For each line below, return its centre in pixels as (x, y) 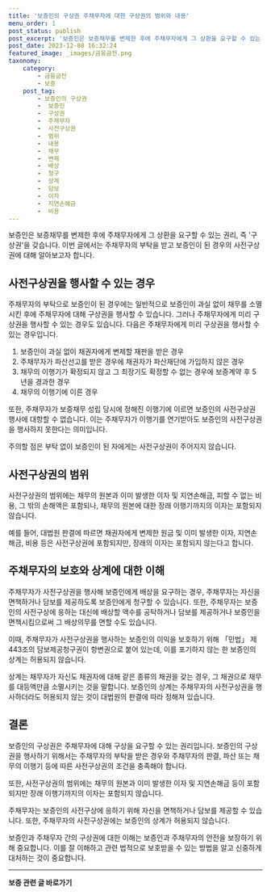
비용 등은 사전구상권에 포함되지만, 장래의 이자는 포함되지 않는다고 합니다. (140, 543)
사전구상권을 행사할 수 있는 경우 (82, 283)
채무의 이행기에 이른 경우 (59, 392)
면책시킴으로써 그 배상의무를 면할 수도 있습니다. (83, 622)
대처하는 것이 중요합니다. (47, 858)
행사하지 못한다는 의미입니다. (62, 430)
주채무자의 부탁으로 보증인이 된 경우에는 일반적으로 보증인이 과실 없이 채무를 (128, 305)
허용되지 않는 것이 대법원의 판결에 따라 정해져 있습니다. (129, 696)
